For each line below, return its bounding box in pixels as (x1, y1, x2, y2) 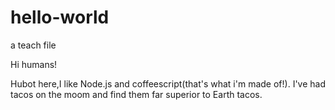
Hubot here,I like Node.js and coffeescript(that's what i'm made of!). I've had (10, 77, 326, 90)
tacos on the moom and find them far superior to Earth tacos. (10, 88, 263, 100)
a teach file (10, 39, 57, 51)
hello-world (10, 6, 110, 29)
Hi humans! (10, 58, 58, 70)
